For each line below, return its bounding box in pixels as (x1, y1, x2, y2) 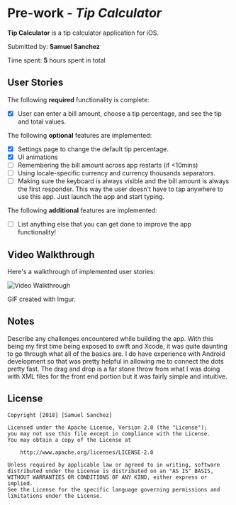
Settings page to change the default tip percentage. (17, 144, 169, 153)
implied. (7, 479, 33, 487)
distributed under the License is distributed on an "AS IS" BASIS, (7, 467, 214, 474)
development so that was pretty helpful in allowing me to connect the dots (7, 357, 225, 365)
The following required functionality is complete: (7, 95, 150, 104)
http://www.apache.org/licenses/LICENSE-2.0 (20, 449, 154, 456)
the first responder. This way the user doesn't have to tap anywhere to (17, 185, 223, 193)
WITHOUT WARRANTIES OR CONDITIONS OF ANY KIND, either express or (7, 474, 208, 481)
